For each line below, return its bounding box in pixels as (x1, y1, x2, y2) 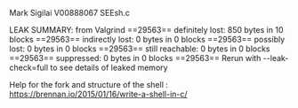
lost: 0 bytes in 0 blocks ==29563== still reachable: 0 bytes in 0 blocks (9, 43, 270, 54)
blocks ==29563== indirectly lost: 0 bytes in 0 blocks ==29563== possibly (9, 35, 286, 44)
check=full (9, 62, 49, 73)
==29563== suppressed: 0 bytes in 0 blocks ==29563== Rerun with (9, 53, 262, 63)
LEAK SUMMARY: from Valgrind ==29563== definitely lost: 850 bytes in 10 (9, 25, 284, 35)
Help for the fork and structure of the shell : (9, 80, 169, 89)
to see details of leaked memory (50, 62, 168, 73)
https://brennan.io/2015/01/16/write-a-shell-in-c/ (9, 89, 189, 99)
